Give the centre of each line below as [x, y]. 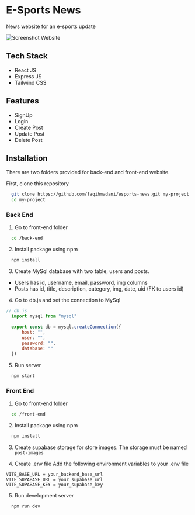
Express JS [28, 76]
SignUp [24, 115]
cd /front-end [28, 414]
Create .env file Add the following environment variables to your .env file [101, 464]
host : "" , [33, 332]
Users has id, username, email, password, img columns [81, 283]
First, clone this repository [37, 184]
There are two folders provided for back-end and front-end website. [88, 172]
